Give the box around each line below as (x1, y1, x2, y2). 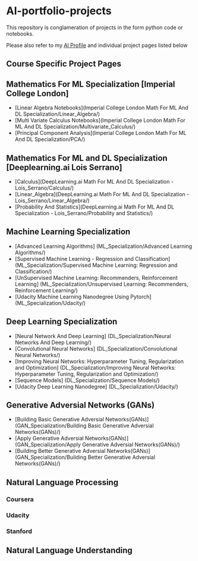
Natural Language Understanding (6, 545, 133, 555)
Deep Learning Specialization (6, 317, 118, 327)
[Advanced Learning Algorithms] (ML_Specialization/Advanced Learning (14, 242, 192, 250)
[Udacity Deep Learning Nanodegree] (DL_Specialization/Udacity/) (14, 383, 178, 390)
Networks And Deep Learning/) (14, 339, 92, 346)
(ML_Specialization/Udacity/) (14, 299, 86, 307)
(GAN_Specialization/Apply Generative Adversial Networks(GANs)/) (14, 441, 180, 448)
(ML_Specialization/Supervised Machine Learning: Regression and (14, 261, 178, 269)
